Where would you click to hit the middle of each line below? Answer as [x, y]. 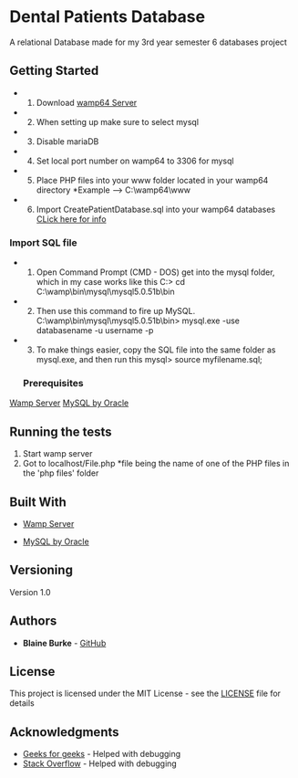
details [22, 703]
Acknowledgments [65, 732]
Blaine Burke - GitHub [64, 643]
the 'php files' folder [61, 473]
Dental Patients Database [108, 17]
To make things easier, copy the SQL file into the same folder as [156, 350]
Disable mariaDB [67, 141]
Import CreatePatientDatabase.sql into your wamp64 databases [156, 209]
